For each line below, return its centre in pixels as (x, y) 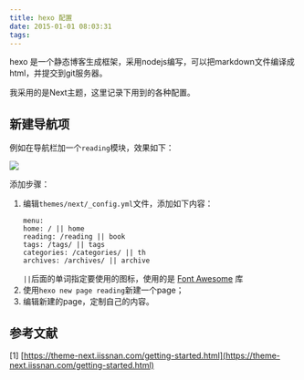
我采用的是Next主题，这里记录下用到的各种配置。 (102, 93)
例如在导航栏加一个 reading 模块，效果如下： (92, 148)
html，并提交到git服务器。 (58, 73)
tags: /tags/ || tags (63, 245)
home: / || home (53, 229)
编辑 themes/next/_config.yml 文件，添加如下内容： (118, 204)
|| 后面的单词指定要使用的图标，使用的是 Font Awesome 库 (133, 279)
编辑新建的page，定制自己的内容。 (89, 302)
